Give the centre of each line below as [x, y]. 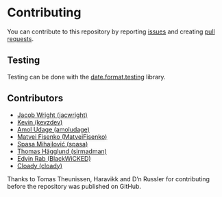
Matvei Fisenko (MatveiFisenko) [62, 136]
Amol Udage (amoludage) [53, 129]
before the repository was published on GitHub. [74, 186]
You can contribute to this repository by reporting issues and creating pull [111, 31]
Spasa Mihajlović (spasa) [52, 144]
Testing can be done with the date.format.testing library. [86, 77]
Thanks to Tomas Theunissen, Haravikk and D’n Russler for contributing [109, 179]
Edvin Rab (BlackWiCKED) [54, 158]
